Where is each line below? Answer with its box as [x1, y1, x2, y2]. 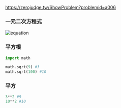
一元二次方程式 [5, 18, 42, 25]
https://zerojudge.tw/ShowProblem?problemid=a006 [5, 5, 116, 10]
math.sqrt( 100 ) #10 [5, 69, 47, 74]
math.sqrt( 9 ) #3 [5, 65, 40, 70]
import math [5, 56, 31, 61]
